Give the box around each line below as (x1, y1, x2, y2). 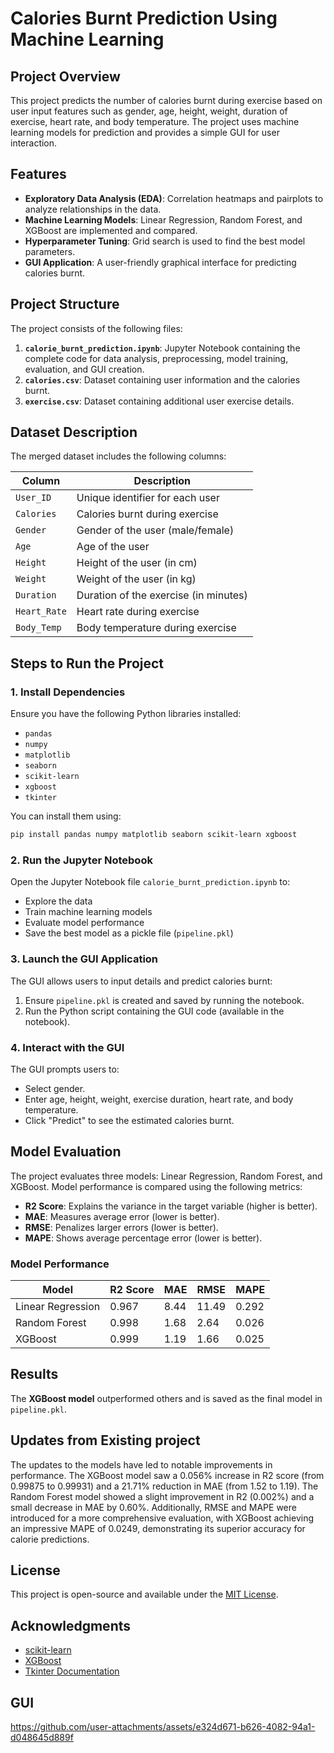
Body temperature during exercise (76, 621, 237, 635)
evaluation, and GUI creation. (24, 363, 145, 375)
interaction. (10, 137, 58, 149)
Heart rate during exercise (76, 605, 200, 619)
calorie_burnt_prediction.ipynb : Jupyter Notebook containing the (24, 342, 301, 354)
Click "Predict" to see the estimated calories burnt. (24, 1114, 235, 1126)
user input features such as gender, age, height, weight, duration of (10, 105, 288, 117)
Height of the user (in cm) (76, 556, 198, 570)
